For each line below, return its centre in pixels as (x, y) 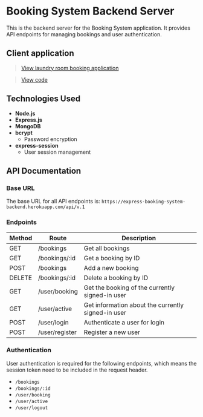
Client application (40, 54)
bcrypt (24, 133)
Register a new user (112, 332)
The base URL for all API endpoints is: (53, 202)
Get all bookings (107, 248)
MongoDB (28, 126)
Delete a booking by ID (116, 278)
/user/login (54, 322)
